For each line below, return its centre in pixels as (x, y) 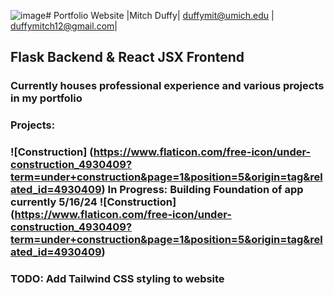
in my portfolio (46, 98)
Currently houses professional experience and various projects (167, 86)
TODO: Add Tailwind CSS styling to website (117, 279)
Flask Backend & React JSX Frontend (127, 57)
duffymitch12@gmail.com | (64, 26)
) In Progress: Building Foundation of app (202, 190)
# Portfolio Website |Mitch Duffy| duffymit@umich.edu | (160, 15)
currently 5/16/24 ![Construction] (93, 202)
